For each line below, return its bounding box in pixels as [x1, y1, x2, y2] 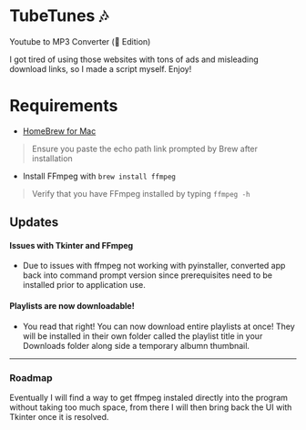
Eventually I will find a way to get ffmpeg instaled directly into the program [9, 392, 289, 403]
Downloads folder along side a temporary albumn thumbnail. [22, 340, 250, 351]
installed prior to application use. [22, 280, 146, 291]
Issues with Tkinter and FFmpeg [9, 240, 134, 251]
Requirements [9, 96, 118, 117]
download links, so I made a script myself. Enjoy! [9, 63, 192, 74]
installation [31, 152, 73, 164]
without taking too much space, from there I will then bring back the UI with [9, 402, 292, 413]
